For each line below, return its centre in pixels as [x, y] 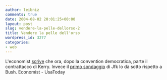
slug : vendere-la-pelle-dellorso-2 [43, 28]
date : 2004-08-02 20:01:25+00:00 [40, 19]
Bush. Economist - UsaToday [35, 72]
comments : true [21, 14]
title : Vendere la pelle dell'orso [43, 33]
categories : [18, 42]
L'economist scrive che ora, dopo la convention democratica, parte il [76, 61]
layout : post [19, 24]
